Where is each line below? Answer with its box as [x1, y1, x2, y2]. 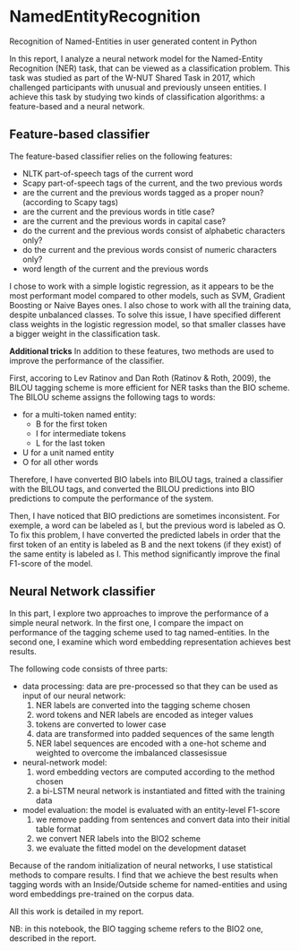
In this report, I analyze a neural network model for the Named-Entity [9, 53, 263, 64]
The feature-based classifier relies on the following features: [9, 151, 233, 161]
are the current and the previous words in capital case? [21, 215, 227, 226]
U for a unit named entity [21, 446, 115, 458]
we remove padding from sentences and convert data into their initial [35, 814, 291, 825]
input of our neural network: [21, 690, 126, 701]
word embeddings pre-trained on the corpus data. [9, 888, 194, 899]
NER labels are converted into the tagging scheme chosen [35, 699, 251, 710]
